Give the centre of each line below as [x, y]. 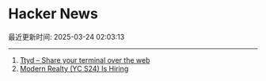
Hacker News [53, 14]
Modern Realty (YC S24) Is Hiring [74, 68]
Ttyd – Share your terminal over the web [85, 60]
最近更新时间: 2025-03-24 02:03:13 [66, 37]
